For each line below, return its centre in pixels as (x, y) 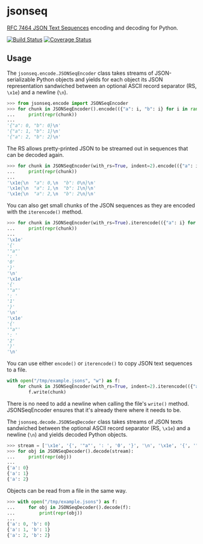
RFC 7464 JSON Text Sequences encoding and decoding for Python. (92, 28)
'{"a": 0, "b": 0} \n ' (34, 126)
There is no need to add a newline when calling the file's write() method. (98, 403)
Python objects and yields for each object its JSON (100, 79)
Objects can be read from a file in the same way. (67, 490)
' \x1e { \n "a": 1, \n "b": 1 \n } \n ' (52, 188)
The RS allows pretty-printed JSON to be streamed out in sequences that (98, 148)
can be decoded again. (36, 154)
